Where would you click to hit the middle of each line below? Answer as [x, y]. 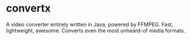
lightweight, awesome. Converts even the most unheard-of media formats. [96, 30]
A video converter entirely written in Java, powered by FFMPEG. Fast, [90, 24]
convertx [29, 8]
